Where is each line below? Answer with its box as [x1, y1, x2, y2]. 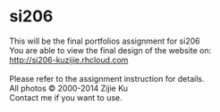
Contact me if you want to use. [9, 92, 123, 103]
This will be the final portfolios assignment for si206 [9, 36, 200, 46]
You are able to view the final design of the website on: [9, 44, 212, 55]
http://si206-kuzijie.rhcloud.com [9, 54, 129, 65]
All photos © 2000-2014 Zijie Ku [9, 83, 128, 93]
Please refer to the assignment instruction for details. [9, 73, 205, 84]
